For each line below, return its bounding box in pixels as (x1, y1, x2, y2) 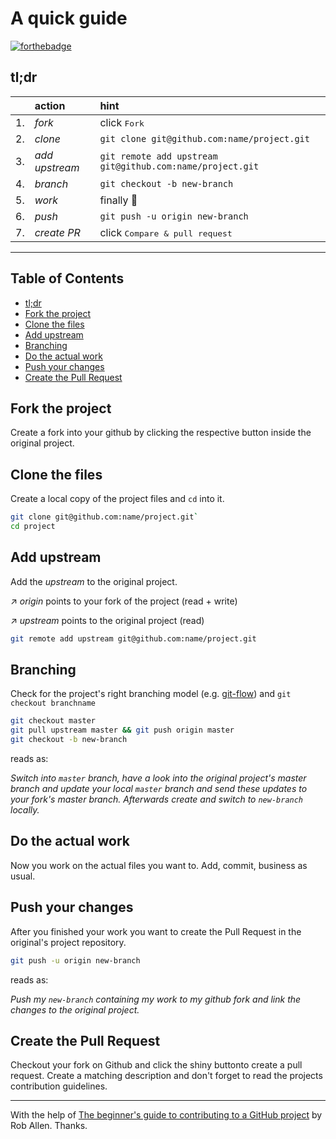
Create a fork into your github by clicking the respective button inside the (10, 427, 312, 439)
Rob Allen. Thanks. (10, 1120, 88, 1132)
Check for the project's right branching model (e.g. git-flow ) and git (10, 688, 292, 700)
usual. (10, 870, 36, 882)
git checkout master (10, 716, 97, 726)
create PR (34, 225, 81, 239)
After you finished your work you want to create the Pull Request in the (10, 925, 302, 937)
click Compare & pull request (99, 225, 233, 239)
